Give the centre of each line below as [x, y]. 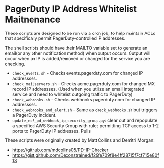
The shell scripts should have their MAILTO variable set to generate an [76, 48]
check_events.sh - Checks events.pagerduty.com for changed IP [78, 73]
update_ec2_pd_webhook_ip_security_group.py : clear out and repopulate [85, 120]
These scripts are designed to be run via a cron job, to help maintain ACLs [80, 33]
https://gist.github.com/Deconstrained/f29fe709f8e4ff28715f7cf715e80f [85, 155]
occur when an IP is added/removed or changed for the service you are [78, 58]
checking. [15, 64]
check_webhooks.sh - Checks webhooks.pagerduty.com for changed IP [83, 99]
